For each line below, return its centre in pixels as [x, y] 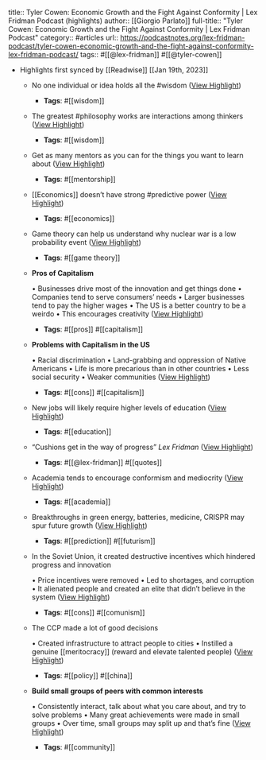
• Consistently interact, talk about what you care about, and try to [139, 706]
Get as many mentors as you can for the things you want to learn [137, 155]
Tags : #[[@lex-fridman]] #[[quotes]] [103, 462]
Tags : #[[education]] [77, 432]
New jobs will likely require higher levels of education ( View [129, 408]
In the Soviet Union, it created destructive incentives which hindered [143, 556]
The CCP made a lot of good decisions [95, 628]
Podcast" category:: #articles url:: [64, 37]
